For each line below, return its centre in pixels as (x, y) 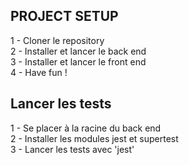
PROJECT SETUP (64, 16)
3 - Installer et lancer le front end (78, 61)
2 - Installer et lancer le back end (78, 51)
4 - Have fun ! (39, 72)
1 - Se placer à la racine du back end (86, 128)
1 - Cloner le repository (57, 40)
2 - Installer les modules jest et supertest (94, 138)
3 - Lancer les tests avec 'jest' (72, 149)
